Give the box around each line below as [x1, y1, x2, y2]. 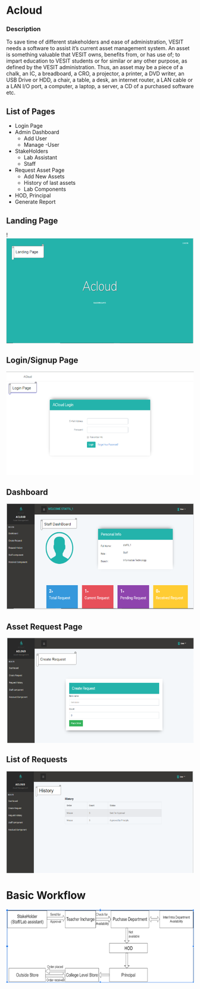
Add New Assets [23, 173, 65, 180]
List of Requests [6, 755, 68, 765]
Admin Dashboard [14, 129, 60, 136]
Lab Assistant [23, 154, 58, 161]
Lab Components [23, 186, 67, 193]
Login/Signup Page [6, 355, 79, 365]
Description [6, 25, 41, 33]
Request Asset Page [14, 166, 65, 174]
